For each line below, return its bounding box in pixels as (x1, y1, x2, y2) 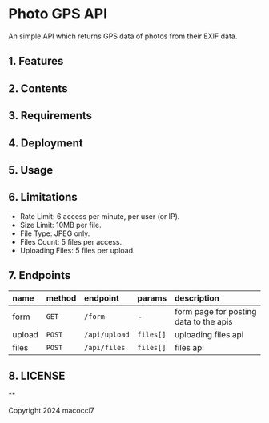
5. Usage (8, 163, 54, 177)
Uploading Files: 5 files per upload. (19, 245, 135, 255)
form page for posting (175, 305, 257, 317)
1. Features (8, 54, 64, 68)
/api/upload (83, 329, 130, 339)
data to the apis (175, 316, 234, 327)
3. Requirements (8, 109, 93, 122)
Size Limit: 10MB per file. (19, 220, 102, 229)
